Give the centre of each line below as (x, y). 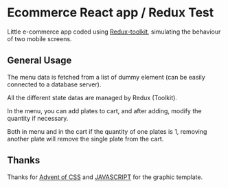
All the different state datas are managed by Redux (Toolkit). (92, 97)
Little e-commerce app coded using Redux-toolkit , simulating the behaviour (114, 32)
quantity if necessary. (38, 118)
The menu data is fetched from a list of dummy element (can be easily (106, 77)
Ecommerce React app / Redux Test (111, 13)
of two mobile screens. (39, 38)
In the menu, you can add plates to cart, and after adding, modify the (104, 110)
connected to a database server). (54, 84)
